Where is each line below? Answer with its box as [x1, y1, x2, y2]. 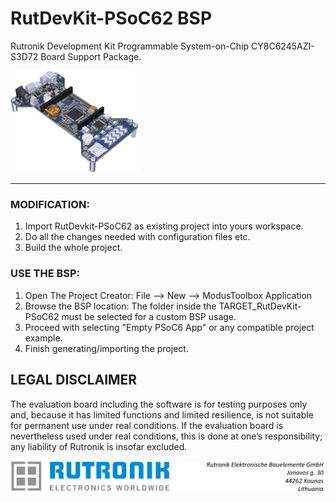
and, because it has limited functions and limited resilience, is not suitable [10, 408, 314, 421]
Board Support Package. [40, 50, 142, 62]
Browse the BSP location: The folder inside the [24, 300, 217, 312]
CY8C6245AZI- [251, 40, 315, 52]
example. [24, 332, 63, 344]
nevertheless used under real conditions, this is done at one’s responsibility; [10, 430, 323, 442]
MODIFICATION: [10, 198, 90, 212]
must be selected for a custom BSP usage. [61, 310, 237, 322]
